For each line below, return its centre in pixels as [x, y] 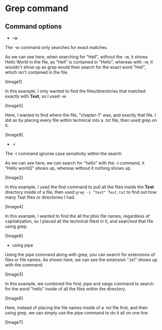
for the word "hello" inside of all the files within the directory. [66, 289]
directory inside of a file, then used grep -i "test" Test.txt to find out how [81, 192]
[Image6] [14, 236]
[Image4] [14, 206]
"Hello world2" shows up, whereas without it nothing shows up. [68, 168]
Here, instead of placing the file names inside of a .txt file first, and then [76, 308]
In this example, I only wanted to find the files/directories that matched [75, 91]
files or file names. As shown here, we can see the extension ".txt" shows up [81, 260]
